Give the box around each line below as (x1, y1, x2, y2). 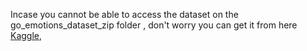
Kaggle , (10, 30, 43, 41)
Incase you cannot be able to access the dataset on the (10, 9, 239, 20)
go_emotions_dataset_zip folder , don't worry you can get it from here (10, 19, 298, 31)
